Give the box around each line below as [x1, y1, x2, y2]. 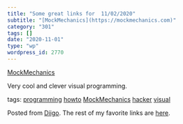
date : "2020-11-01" [7, 36, 64, 43]
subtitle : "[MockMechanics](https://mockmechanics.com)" [7, 17, 177, 24]
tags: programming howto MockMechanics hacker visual [7, 95, 171, 103]
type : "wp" [7, 42, 39, 49]
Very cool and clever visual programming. [7, 82, 128, 90]
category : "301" [7, 23, 54, 30]
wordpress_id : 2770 [7, 49, 64, 56]
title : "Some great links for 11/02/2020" [7, 10, 136, 17]
